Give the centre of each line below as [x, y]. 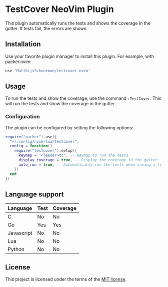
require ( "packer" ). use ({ [31, 137]
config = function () [31, 146]
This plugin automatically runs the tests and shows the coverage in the [78, 23]
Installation [23, 44]
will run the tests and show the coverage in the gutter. [60, 104]
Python [16, 249]
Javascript [20, 233]
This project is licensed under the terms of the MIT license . [66, 279]
